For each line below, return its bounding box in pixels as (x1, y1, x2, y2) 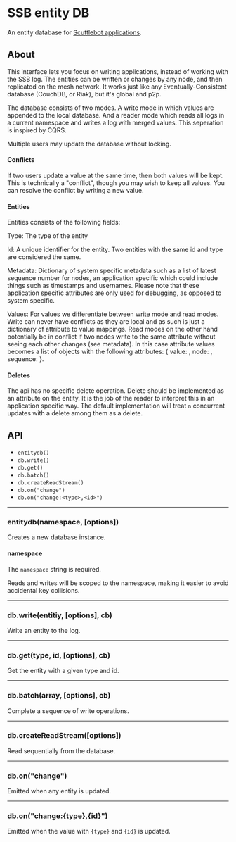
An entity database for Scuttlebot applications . (7, 28, 142, 37)
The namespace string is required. (7, 565, 102, 573)
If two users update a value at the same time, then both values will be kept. (7, 171, 224, 180)
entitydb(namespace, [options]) (7, 517, 119, 527)
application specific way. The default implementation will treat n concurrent (7, 401, 225, 410)
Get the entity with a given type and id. (7, 667, 119, 675)
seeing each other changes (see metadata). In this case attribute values (7, 340, 216, 348)
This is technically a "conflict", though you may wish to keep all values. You (7, 178, 225, 187)
